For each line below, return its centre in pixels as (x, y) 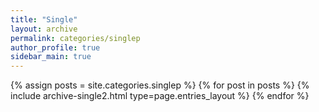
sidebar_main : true (51, 57)
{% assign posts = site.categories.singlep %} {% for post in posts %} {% (160, 85)
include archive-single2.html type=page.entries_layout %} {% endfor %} (160, 96)
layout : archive (44, 29)
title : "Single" (44, 19)
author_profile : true (55, 47)
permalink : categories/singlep (75, 38)
